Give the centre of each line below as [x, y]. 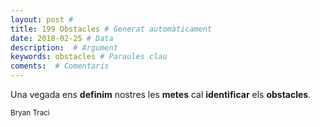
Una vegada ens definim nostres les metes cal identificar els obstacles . [161, 94]
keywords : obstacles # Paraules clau [89, 57]
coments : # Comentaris [60, 66]
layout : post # [42, 19]
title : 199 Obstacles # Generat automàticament [111, 29]
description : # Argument [64, 47]
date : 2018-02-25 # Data [62, 38]
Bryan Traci [30, 113]
